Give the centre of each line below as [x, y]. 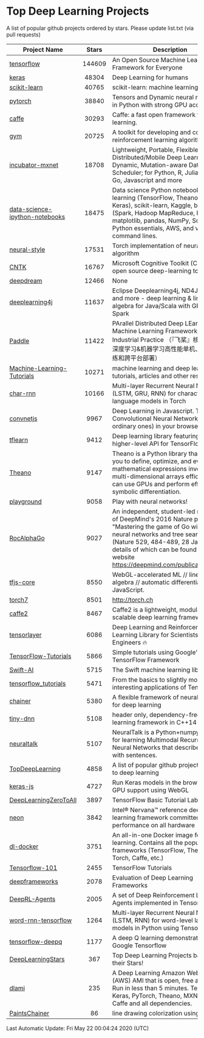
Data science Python [142, 190]
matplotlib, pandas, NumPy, [151, 221]
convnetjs [23, 418]
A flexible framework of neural [155, 697]
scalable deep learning [144, 617]
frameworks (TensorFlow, [149, 850]
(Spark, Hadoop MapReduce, [154, 213]
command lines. [135, 236]
